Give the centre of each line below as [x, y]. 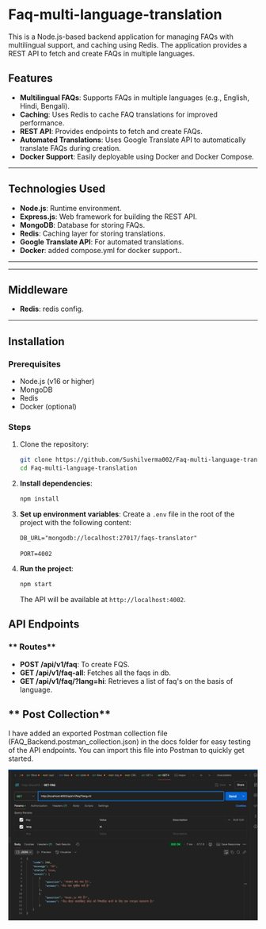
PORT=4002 [36, 554]
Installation [36, 342]
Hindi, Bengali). [44, 106]
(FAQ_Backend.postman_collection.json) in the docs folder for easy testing [129, 742]
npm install [39, 499]
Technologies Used [57, 189]
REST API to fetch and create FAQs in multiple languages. [102, 53]
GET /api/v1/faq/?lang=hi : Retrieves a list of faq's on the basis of [126, 681]
